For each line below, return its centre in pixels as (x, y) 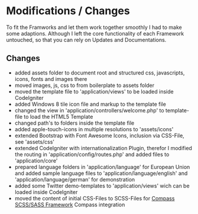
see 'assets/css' (35, 142)
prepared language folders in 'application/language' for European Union (102, 167)
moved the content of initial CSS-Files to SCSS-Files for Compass (95, 198)
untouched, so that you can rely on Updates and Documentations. (86, 40)
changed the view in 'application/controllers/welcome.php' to (89, 110)
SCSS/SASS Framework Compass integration (70, 205)
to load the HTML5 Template (58, 116)
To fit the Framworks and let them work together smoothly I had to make (94, 27)
